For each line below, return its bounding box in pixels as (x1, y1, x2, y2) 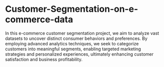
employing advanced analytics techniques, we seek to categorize (5, 40, 139, 46)
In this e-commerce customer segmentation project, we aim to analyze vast (5, 30, 160, 36)
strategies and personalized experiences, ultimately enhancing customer (5, 51, 154, 57)
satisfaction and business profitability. (5, 56, 83, 62)
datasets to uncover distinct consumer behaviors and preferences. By (5, 35, 148, 41)
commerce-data (5, 14, 73, 25)
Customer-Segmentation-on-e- (5, 3, 138, 15)
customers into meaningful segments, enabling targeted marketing (5, 46, 141, 52)
